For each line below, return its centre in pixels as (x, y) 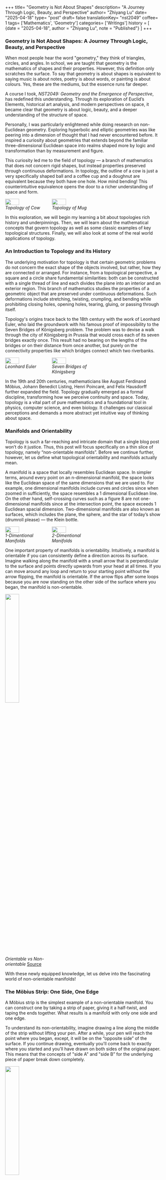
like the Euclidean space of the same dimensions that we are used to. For (80, 483)
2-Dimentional (66, 535)
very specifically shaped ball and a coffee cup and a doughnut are (72, 176)
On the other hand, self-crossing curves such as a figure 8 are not (72, 498)
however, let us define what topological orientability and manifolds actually (81, 457)
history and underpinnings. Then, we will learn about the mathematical (77, 223)
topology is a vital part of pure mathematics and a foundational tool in (76, 402)
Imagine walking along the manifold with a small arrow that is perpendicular (82, 561)
